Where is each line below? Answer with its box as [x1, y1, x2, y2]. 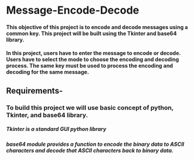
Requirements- [6, 85, 63, 95]
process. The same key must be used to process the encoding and [6, 62, 173, 69]
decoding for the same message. [6, 69, 90, 76]
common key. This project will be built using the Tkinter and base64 [6, 30, 177, 37]
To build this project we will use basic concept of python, [6, 103, 174, 111]
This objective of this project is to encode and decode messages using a [6, 23, 188, 30]
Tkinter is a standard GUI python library [6, 126, 107, 133]
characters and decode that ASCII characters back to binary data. [6, 146, 174, 154]
